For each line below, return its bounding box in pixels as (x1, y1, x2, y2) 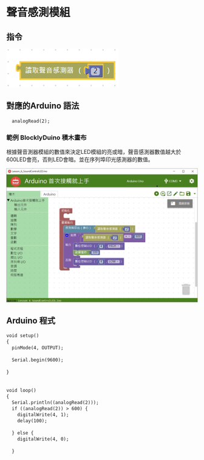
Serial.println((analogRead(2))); (12, 400, 99, 406)
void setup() (6, 333, 39, 339)
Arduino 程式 (6, 315, 56, 326)
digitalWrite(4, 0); (17, 436, 69, 442)
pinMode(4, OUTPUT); (12, 345, 64, 351)
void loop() (6, 388, 36, 394)
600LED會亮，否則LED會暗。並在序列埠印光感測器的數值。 (6, 156, 154, 163)
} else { (12, 430, 34, 436)
